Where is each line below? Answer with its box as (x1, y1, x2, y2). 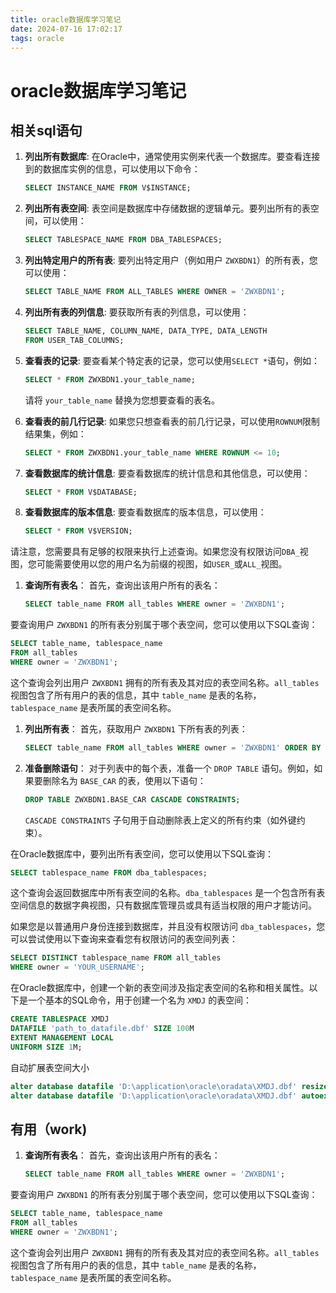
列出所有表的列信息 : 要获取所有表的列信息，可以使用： (24, 306, 250, 318)
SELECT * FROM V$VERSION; (24, 526, 133, 536)
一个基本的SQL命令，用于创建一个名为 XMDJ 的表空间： (27, 994, 253, 1006)
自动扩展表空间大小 (10, 1061, 90, 1073)
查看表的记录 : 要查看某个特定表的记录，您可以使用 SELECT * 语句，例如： (24, 354, 321, 366)
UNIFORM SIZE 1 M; (10, 1042, 83, 1052)
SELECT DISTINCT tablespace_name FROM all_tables (10, 953, 222, 963)
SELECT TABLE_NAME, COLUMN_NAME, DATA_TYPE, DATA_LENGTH (24, 326, 268, 336)
